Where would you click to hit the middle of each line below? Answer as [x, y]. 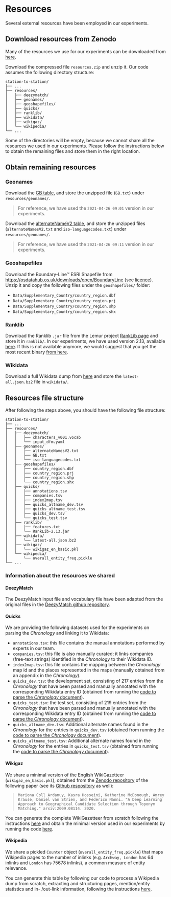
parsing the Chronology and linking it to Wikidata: [57, 633]
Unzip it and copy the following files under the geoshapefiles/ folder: [78, 285]
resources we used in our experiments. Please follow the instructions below [85, 146]
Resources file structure [45, 398]
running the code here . [29, 828]
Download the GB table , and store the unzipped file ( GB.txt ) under [75, 193]
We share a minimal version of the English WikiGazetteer [65, 775]
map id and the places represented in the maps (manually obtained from [89, 670]
